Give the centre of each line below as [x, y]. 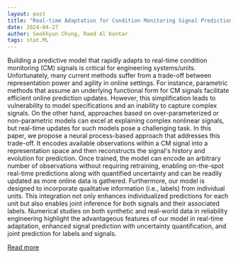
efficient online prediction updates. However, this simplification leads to [112, 98]
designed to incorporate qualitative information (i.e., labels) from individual [116, 189]
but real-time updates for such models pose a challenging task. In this [109, 128]
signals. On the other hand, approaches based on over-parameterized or [113, 113]
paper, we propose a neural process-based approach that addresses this [114, 136]
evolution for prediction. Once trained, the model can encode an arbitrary [114, 158]
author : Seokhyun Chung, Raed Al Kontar [68, 34]
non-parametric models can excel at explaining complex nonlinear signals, [116, 120]
